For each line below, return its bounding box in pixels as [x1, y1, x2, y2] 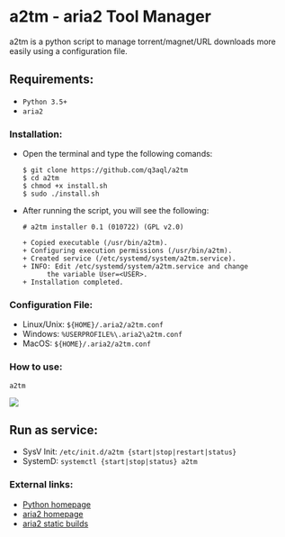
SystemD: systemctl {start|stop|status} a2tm [22, 456, 198, 467]
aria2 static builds [22, 518, 89, 529]
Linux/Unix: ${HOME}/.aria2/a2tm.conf [22, 319, 164, 330]
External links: [9, 478, 74, 491]
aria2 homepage [22, 508, 84, 519]
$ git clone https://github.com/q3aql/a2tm [22, 166, 189, 175]
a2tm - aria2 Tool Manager [9, 6, 211, 27]
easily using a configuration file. [9, 45, 128, 56]
